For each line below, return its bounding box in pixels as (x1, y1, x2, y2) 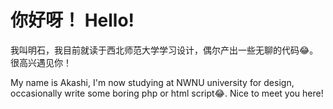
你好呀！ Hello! (10, 9, 135, 32)
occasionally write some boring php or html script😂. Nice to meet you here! (10, 87, 324, 99)
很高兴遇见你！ (10, 56, 72, 68)
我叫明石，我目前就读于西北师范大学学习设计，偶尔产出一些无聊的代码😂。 (10, 44, 319, 56)
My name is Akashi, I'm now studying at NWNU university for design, (10, 76, 295, 88)
